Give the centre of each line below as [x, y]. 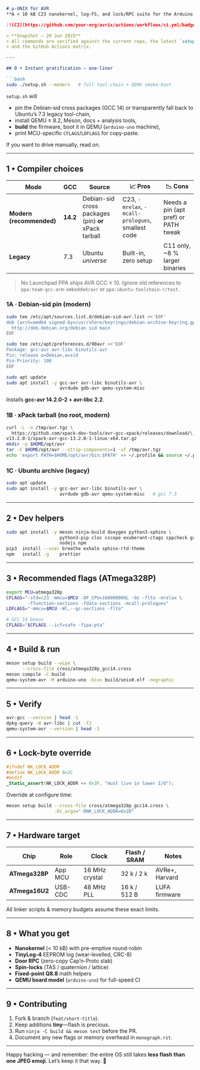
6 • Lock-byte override [49, 753]
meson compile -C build [36, 674]
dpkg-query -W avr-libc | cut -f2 [49, 723]
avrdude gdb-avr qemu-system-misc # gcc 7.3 [118, 494]
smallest [134, 227]
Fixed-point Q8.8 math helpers [53, 973]
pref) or [174, 217]
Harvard [167, 877]
